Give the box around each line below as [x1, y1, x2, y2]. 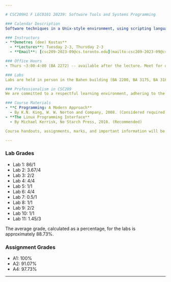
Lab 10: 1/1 [12, 210, 35, 216]
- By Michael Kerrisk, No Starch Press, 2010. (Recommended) [10, 119, 142, 124]
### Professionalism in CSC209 [5, 86, 72, 92]
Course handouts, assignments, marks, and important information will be [5, 129, 165, 134]
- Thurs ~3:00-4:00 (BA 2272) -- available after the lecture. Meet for [5, 63, 163, 68]
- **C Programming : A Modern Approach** [5, 105, 93, 110]
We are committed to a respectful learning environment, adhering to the [5, 91, 165, 96]
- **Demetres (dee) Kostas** [5, 40, 67, 45]
